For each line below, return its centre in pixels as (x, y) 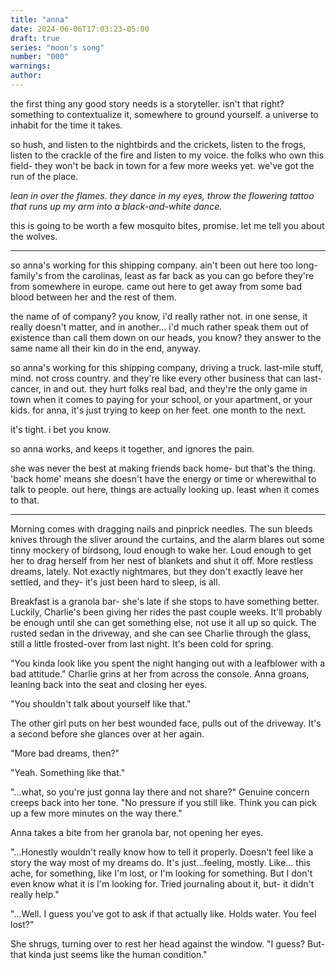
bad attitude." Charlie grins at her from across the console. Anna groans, (160, 673)
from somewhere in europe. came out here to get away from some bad (156, 286)
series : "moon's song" (57, 47)
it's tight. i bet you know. (61, 429)
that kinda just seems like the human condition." (109, 954)
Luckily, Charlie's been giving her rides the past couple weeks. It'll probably (166, 612)
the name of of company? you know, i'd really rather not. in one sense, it (159, 316)
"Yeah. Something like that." (68, 772)
